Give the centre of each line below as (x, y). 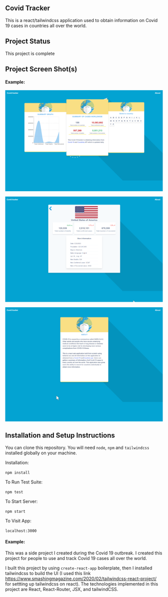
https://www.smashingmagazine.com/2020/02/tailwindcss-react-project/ (81, 578)
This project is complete (30, 53)
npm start (15, 511)
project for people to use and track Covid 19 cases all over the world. (76, 558)
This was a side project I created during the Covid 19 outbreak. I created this (84, 553)
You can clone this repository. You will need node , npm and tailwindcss (77, 447)
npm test (14, 492)
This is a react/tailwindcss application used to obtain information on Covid (81, 20)
